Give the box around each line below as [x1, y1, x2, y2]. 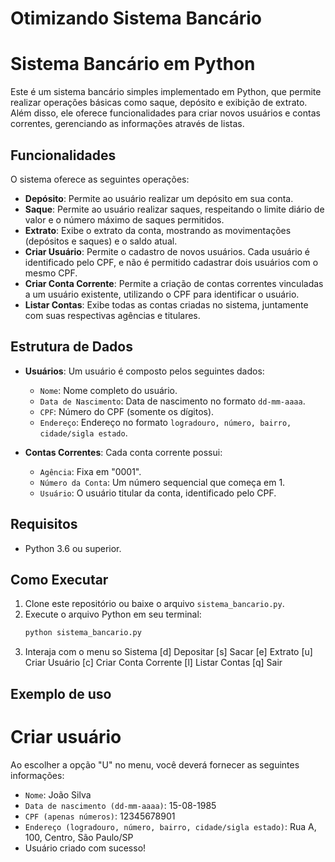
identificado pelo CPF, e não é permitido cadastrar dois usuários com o [24, 256, 319, 268]
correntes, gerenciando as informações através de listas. [10, 118, 245, 130]
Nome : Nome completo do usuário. [39, 384, 178, 396]
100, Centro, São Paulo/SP [24, 831, 134, 843]
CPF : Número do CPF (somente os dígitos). [39, 405, 215, 417]
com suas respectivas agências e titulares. [24, 309, 201, 321]
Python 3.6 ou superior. [24, 542, 122, 554]
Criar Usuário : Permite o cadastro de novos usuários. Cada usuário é [24, 245, 311, 257]
